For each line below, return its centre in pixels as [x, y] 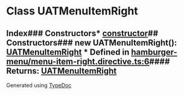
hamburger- [154, 52]
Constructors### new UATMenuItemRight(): [92, 42]
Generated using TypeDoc [39, 85]
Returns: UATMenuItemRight [62, 71]
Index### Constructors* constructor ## [82, 33]
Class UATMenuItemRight [72, 11]
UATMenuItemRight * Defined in [68, 52]
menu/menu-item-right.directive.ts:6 [78, 61]
